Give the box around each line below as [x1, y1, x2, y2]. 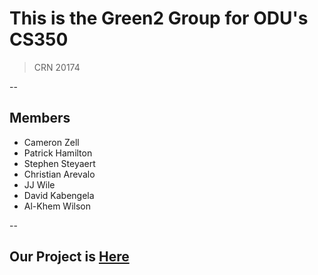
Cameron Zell [23, 136, 80, 148]
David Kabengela [23, 189, 95, 201]
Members [9, 110, 71, 127]
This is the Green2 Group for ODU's [9, 7, 309, 30]
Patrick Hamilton [23, 147, 93, 159]
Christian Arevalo [23, 168, 96, 180]
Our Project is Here [9, 248, 130, 266]
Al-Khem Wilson [23, 200, 91, 212]
